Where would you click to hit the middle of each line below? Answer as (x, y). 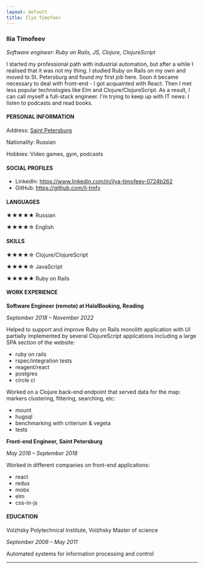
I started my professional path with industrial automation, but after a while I (100, 64)
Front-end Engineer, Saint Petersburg (55, 441)
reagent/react (32, 367)
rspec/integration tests (43, 361)
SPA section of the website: (41, 342)
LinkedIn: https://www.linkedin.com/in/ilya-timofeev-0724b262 (94, 182)
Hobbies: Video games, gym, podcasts (55, 154)
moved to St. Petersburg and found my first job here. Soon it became (93, 77)
